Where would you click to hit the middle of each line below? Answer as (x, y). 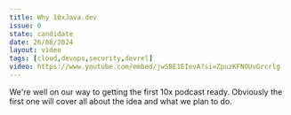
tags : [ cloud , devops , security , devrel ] (81, 58)
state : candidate (41, 34)
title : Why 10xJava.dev (53, 17)
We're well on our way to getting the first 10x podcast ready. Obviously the (146, 92)
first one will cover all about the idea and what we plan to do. (121, 101)
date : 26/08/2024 (41, 42)
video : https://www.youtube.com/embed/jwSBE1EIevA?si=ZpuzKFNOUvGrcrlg (145, 67)
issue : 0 (25, 26)
